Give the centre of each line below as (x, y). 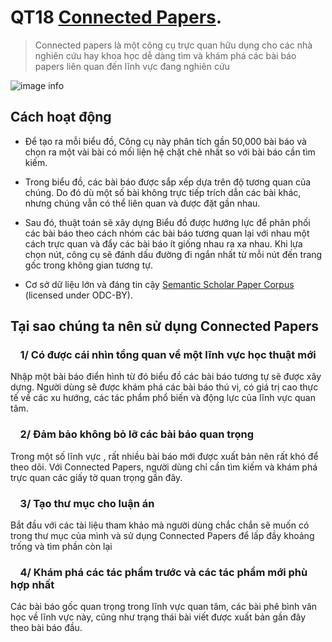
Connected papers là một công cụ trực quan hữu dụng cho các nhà (173, 45)
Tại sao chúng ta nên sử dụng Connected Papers (164, 326)
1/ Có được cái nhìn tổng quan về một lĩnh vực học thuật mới (168, 355)
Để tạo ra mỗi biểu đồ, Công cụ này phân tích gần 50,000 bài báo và (165, 141)
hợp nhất (32, 584)
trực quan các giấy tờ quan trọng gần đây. (96, 477)
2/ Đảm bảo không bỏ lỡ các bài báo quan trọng (137, 434)
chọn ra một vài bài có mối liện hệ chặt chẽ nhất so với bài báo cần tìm (170, 152)
